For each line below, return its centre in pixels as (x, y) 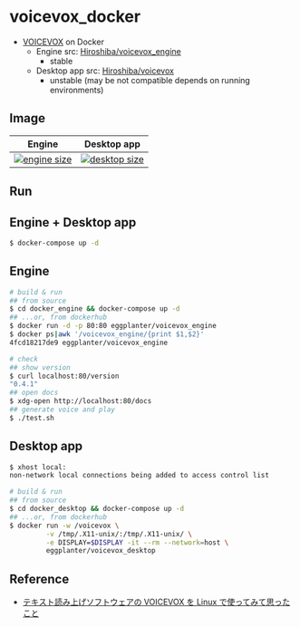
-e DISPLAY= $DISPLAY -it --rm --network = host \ (137, 542)
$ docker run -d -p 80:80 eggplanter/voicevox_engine (113, 326)
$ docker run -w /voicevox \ (64, 526)
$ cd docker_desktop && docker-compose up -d (97, 509)
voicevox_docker (75, 17)
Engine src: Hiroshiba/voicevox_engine (108, 51)
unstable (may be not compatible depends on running (150, 80)
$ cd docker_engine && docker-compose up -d (95, 309)
